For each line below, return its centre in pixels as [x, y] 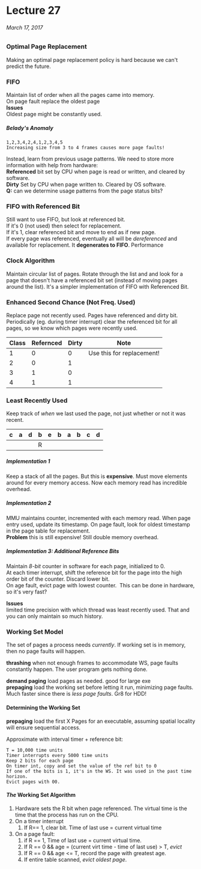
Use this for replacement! [124, 353]
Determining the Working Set [43, 708]
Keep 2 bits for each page [40, 761]
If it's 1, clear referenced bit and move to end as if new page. [81, 232]
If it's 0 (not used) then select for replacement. [64, 226]
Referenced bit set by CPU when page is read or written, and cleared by [96, 172]
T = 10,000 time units [34, 750]
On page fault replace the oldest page [53, 101]
